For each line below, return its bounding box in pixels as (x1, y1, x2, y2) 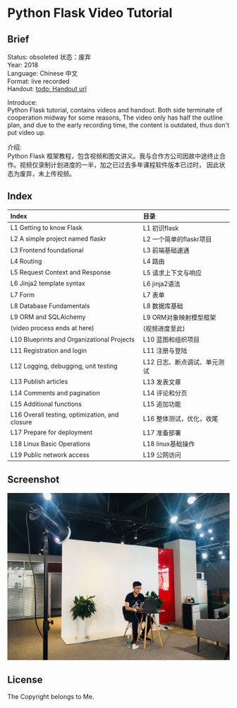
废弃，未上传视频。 (19, 170, 75, 178)
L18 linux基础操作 (142, 440, 195, 448)
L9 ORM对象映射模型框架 (142, 313, 217, 321)
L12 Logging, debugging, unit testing (10, 362, 118, 371)
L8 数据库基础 (142, 302, 183, 311)
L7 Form (10, 290, 35, 298)
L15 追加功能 (142, 400, 181, 408)
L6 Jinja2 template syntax (10, 279, 86, 288)
